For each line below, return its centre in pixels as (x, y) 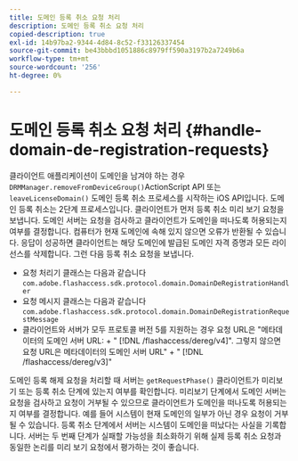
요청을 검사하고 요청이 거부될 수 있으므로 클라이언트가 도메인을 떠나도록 (133, 402)
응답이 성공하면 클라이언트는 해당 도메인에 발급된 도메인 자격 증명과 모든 (145, 243)
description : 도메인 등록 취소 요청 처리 (77, 26)
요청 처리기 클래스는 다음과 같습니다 (84, 272)
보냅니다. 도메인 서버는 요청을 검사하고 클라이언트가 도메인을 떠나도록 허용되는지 (148, 220)
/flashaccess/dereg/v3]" (67, 361)
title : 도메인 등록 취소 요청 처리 (65, 17)
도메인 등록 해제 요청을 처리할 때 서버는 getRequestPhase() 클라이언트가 (134, 380)
